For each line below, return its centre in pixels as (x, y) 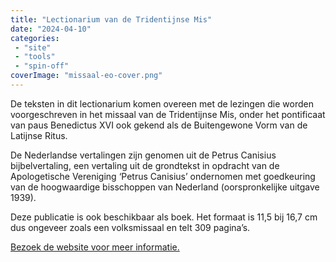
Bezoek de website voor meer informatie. (95, 247)
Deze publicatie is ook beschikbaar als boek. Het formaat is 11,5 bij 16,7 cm (164, 217)
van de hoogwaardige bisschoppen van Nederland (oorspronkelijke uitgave (165, 187)
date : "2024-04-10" (51, 29)
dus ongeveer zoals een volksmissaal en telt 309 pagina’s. (130, 227)
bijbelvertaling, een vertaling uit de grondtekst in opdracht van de (145, 165)
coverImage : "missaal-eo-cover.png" (86, 76)
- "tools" (35, 57)
